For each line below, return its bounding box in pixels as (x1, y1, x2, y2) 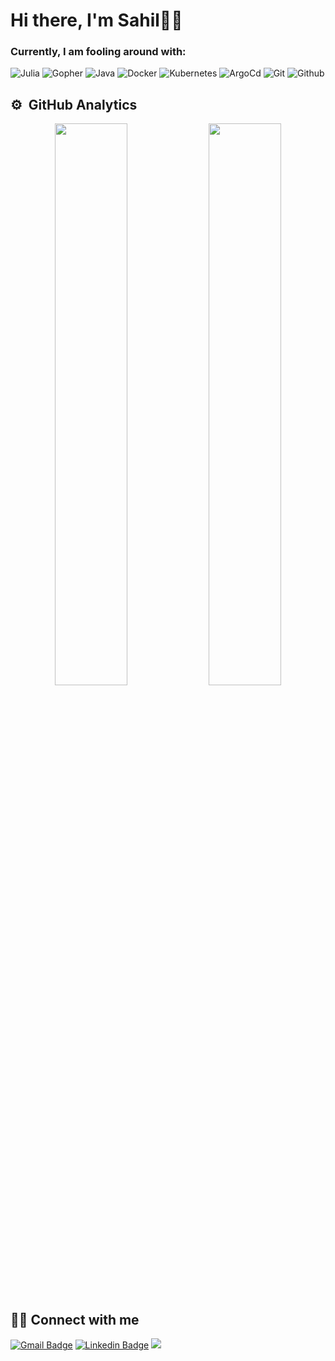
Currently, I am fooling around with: (10, 45, 187, 59)
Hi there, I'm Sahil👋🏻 (10, 9, 183, 32)
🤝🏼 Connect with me (10, 1311, 140, 1328)
